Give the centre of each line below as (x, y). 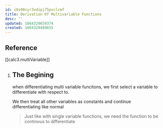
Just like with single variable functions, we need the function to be (91, 116)
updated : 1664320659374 (29, 23)
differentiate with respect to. (41, 92)
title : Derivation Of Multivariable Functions (53, 14)
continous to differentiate (50, 121)
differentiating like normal (38, 106)
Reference (21, 48)
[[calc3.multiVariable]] (27, 59)
